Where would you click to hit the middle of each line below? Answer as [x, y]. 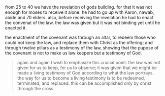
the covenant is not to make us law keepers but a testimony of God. [73, 53]
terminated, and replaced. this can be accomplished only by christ [84, 83]
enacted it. [16, 28]
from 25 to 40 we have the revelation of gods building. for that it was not [79, 7]
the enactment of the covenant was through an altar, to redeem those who [81, 37]
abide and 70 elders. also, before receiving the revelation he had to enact [79, 17]
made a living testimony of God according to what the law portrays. [85, 73]
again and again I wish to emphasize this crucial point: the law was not [89, 62]
